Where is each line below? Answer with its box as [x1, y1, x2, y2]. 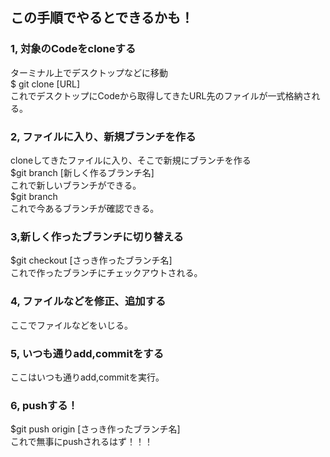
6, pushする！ [10, 398, 78, 412]
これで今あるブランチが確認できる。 [10, 202, 160, 214]
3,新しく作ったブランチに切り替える [10, 229, 184, 243]
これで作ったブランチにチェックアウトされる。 [10, 267, 203, 279]
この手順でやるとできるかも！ [10, 9, 194, 27]
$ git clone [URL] [10, 78, 81, 90]
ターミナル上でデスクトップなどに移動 [10, 66, 168, 78]
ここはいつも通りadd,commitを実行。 [10, 371, 165, 383]
